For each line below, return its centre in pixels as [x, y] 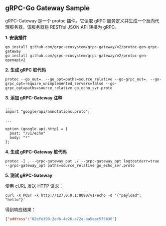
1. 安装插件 [16, 37]
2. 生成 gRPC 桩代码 [26, 70]
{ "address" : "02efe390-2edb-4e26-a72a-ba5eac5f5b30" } [61, 219]
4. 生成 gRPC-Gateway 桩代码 [36, 151]
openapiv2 [15, 60]
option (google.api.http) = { [37, 129]
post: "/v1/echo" [28, 133]
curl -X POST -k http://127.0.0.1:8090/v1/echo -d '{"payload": [73, 195]
